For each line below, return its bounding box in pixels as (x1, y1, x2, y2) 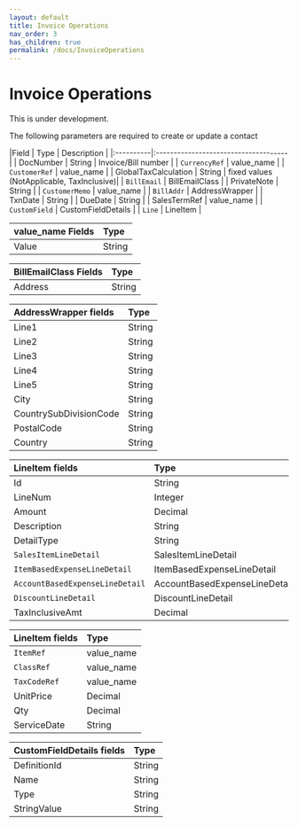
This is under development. (9, 113, 109, 124)
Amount (13, 506, 47, 518)
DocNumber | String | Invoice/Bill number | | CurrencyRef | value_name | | (19, 157, 286, 168)
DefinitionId (13, 760, 62, 772)
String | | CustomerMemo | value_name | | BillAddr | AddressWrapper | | (9, 185, 263, 196)
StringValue (13, 803, 62, 815)
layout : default (9, 12, 69, 22)
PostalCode (13, 422, 62, 434)
